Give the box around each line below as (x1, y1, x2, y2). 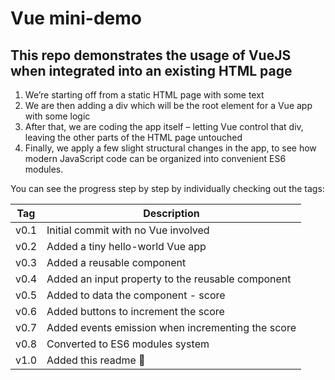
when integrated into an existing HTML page (10, 62, 293, 79)
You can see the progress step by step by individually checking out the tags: (10, 183, 325, 194)
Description (143, 207, 200, 220)
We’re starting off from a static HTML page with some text (24, 89, 265, 101)
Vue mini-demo (10, 7, 142, 30)
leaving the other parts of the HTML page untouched (24, 132, 243, 143)
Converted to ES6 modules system (46, 337, 210, 351)
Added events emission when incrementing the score (46, 321, 297, 334)
